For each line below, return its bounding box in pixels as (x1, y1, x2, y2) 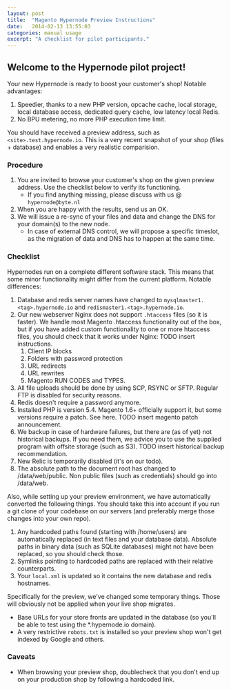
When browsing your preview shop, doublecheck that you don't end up (17, 667, 219, 676)
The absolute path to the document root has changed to (17, 464, 177, 473)
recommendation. (17, 449, 68, 457)
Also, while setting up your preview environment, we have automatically (7, 492, 211, 500)
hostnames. (17, 579, 51, 587)
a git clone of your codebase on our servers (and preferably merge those (7, 506, 215, 515)
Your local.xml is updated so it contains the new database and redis (17, 571, 212, 580)
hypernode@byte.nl (27, 199, 81, 206)
